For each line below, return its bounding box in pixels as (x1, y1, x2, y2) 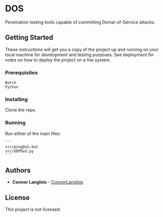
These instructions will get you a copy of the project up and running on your (5, 46, 159, 52)
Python (5, 84, 19, 90)
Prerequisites (5, 69, 38, 76)
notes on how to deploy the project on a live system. (5, 57, 111, 63)
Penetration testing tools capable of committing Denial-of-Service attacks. (5, 19, 156, 25)
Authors (5, 166, 31, 175)
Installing (5, 96, 28, 103)
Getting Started (5, 33, 54, 42)
